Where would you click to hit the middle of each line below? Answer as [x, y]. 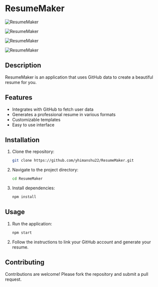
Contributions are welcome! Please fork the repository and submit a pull [77, 274]
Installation [22, 140]
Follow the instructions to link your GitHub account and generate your [81, 242]
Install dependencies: [33, 188]
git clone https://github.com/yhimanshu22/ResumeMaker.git [73, 161]
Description [23, 65]
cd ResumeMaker [27, 179]
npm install [24, 197]
